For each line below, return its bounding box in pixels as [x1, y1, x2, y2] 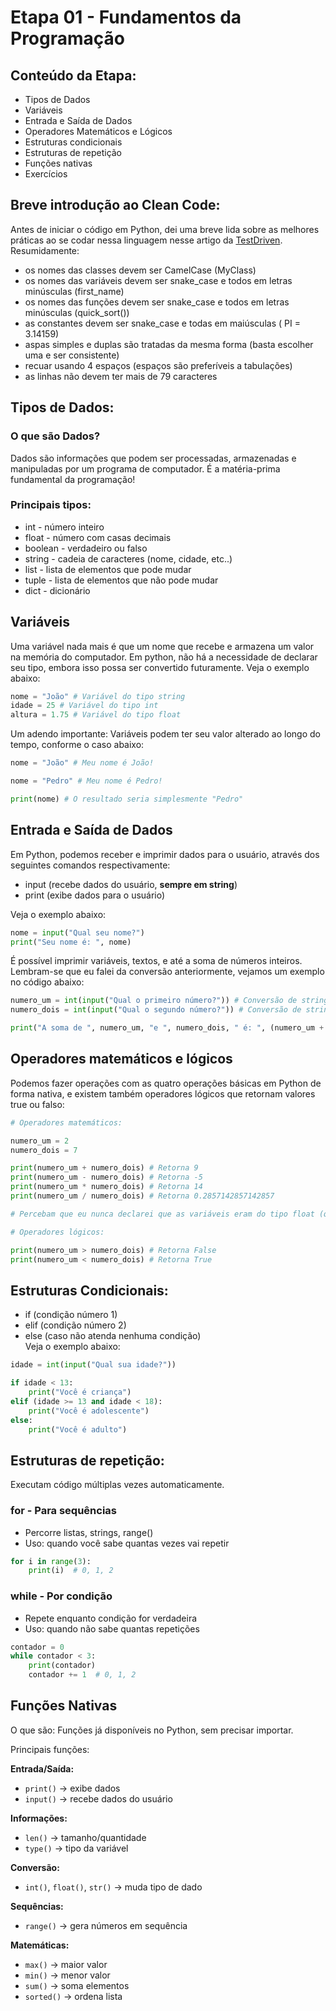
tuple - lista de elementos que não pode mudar [24, 574, 219, 586]
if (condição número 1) [24, 1309, 118, 1321]
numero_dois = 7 [10, 1145, 78, 1155]
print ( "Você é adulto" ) [28, 1424, 128, 1435]
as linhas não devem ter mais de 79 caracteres [24, 370, 218, 382]
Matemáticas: [10, 1939, 70, 1951]
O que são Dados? [10, 429, 101, 443]
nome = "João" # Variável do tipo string [10, 691, 186, 701]
